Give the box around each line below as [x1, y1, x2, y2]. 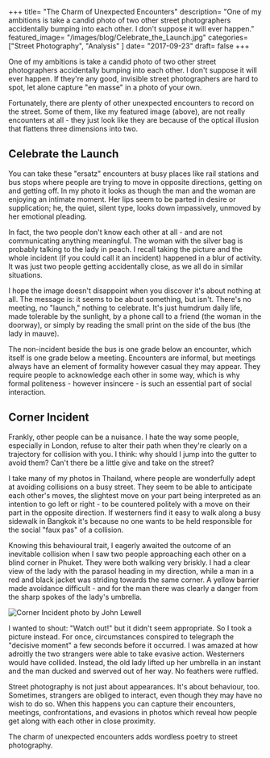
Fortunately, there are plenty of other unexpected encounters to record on [8, 98, 255, 107]
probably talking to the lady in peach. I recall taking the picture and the [8, 244, 243, 253]
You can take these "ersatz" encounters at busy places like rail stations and [8, 169, 260, 178]
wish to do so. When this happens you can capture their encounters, [8, 698, 236, 709]
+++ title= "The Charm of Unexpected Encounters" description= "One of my [8, 7, 262, 16]
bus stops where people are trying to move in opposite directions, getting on [8, 177, 263, 186]
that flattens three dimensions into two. [8, 124, 139, 133]
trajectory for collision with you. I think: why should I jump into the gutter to [8, 449, 257, 459]
